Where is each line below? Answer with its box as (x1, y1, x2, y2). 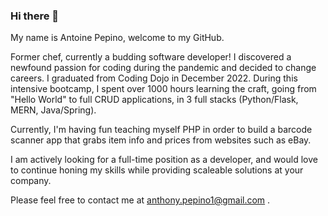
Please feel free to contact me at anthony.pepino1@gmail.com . (10, 194, 271, 206)
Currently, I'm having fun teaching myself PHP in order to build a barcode (10, 124, 313, 136)
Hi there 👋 (10, 9, 60, 23)
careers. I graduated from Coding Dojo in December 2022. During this (10, 72, 298, 84)
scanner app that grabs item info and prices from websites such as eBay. (10, 134, 312, 146)
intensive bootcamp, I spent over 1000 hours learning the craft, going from (10, 83, 317, 95)
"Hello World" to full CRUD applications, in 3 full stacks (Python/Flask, (10, 94, 299, 106)
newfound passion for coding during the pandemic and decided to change (10, 62, 317, 74)
